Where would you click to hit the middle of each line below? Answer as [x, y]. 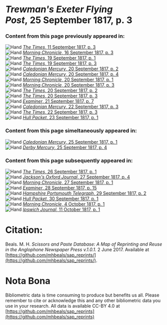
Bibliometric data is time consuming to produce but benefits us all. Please [82, 295]
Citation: [24, 230]
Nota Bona [28, 281]
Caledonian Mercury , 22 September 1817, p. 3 [71, 107]
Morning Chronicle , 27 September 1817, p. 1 [68, 182]
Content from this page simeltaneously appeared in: [71, 131]
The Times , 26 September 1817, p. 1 [60, 172]
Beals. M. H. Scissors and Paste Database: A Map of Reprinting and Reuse [84, 244]
